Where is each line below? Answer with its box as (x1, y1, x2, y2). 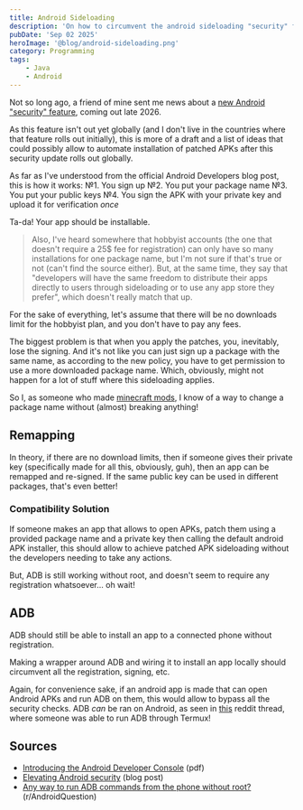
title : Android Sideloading (9, 13, 115, 23)
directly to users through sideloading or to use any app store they (31, 282, 275, 293)
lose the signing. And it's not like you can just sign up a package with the (9, 345, 280, 357)
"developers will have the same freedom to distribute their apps (31, 272, 268, 283)
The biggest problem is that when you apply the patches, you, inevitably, (9, 336, 280, 347)
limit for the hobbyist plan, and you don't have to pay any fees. (9, 318, 242, 330)
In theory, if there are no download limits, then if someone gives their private (9, 452, 293, 462)
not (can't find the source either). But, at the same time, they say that (31, 263, 289, 274)
